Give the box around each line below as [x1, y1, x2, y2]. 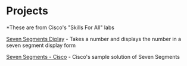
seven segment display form [6, 42, 76, 49]
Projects [6, 4, 49, 18]
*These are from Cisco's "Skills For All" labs [6, 24, 115, 31]
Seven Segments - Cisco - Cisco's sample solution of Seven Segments [6, 53, 180, 60]
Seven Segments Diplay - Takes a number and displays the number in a [6, 35, 182, 42]
